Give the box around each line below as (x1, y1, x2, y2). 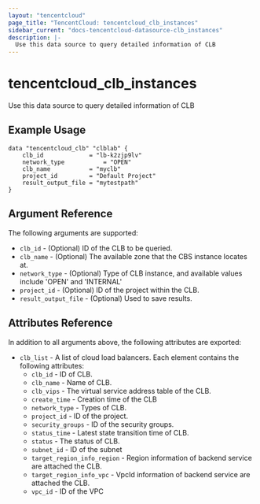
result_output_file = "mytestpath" (22, 179, 139, 187)
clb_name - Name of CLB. (31, 377, 112, 387)
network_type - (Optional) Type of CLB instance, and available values (19, 269, 243, 278)
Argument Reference (8, 207, 113, 220)
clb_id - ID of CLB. (31, 369, 93, 379)
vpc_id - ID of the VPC (31, 486, 104, 496)
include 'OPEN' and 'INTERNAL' (19, 276, 123, 286)
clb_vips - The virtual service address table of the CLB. (31, 386, 212, 395)
